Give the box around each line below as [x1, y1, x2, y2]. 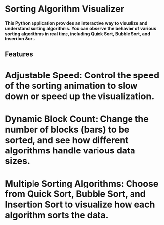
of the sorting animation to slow [5, 80, 138, 92]
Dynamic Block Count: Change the [5, 113, 149, 124]
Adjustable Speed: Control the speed [5, 70, 159, 81]
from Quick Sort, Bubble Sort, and [5, 188, 146, 199]
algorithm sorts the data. [5, 209, 109, 221]
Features [5, 50, 33, 59]
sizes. [5, 155, 31, 166]
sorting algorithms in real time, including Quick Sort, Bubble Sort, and [5, 31, 150, 37]
